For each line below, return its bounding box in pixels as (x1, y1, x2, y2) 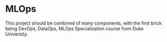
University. (5, 31, 28, 37)
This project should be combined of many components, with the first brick (5, 20, 162, 26)
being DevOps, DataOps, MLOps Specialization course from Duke (5, 25, 144, 31)
